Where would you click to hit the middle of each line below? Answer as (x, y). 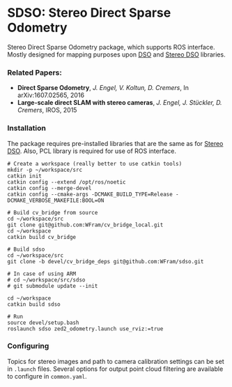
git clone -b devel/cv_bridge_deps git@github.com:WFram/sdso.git (106, 261)
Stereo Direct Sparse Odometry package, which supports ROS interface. (111, 47)
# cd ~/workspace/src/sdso (46, 280)
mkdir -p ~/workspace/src (45, 170)
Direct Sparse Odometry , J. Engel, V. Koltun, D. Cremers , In (103, 88)
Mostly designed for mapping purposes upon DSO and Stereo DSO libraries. (116, 54)
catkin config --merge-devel (49, 188)
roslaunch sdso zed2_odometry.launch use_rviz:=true (85, 329)
